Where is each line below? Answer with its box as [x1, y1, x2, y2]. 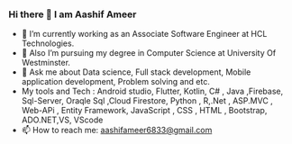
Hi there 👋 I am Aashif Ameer [8, 8, 137, 21]
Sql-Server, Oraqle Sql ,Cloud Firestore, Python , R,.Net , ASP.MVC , [21, 95, 274, 106]
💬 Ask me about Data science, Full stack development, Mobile [21, 67, 251, 77]
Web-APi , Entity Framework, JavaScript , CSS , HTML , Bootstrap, [21, 105, 268, 116]
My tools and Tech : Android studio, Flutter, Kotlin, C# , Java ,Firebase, [21, 85, 284, 97]
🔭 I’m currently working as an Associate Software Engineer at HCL [21, 29, 268, 40]
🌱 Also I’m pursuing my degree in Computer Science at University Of [21, 48, 277, 58]
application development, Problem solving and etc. [21, 76, 211, 87]
